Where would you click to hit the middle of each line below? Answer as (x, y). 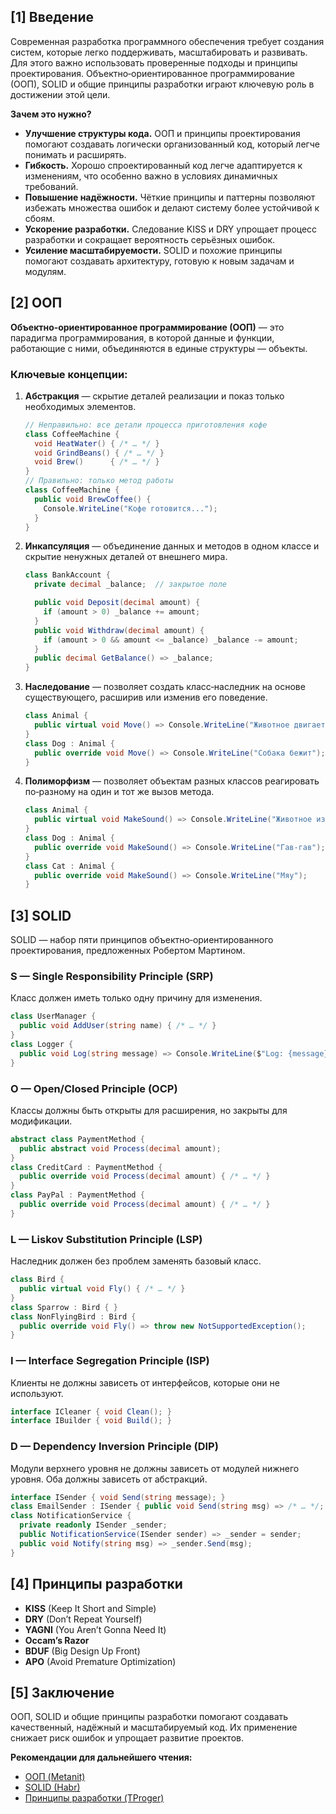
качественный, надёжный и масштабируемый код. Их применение (154, 1727)
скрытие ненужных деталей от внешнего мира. (126, 557)
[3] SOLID (41, 915)
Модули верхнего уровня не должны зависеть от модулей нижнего (155, 1468)
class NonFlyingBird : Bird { (73, 1316)
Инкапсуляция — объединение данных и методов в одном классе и (172, 546)
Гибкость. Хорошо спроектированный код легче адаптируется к (163, 165)
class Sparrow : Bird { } (64, 1307)
